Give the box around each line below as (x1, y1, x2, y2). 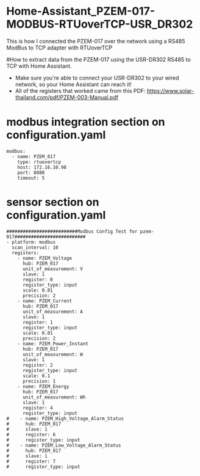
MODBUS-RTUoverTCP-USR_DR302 (6, 17, 193, 31)
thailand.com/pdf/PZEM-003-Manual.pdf (15, 93, 119, 101)
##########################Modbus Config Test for (6, 228, 138, 235)
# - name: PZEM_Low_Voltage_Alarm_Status (6, 442, 121, 449)
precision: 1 (22, 378, 56, 384)
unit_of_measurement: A (22, 309, 84, 315)
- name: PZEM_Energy (17, 383, 70, 389)
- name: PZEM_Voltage (17, 255, 72, 261)
